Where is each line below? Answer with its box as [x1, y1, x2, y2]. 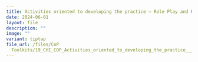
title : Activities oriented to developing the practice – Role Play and [6, 8, 189, 15]
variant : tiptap [6, 36, 46, 42]
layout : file [6, 19, 38, 25]
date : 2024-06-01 [6, 14, 49, 20]
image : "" [6, 31, 31, 37]
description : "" [6, 25, 46, 31]
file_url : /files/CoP [6, 42, 60, 48]
